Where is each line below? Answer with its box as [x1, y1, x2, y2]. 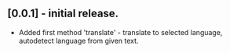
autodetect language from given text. [18, 36, 139, 45]
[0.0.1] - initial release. [7, 7, 119, 20]
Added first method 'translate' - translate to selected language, [18, 27, 223, 37]
